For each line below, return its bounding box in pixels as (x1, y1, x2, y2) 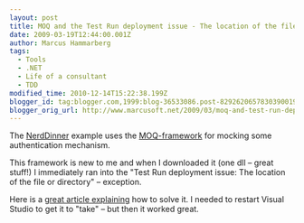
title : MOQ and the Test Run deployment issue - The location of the (9, 22, 278, 31)
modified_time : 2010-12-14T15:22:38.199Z (9, 88, 168, 98)
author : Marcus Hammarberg (9, 38, 111, 48)
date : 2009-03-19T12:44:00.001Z (9, 30, 131, 39)
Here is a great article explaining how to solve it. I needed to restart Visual (9, 194, 285, 205)
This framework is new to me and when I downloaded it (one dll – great (9, 157, 274, 168)
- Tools (17, 55, 47, 64)
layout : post (9, 13, 59, 23)
